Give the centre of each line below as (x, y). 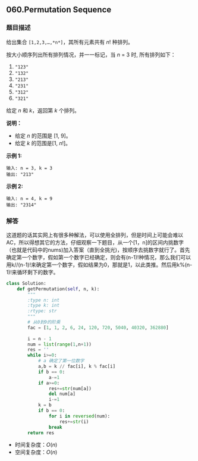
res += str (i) (74, 422)
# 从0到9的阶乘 (44, 322)
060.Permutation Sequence (59, 10)
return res (41, 433)
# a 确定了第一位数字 (61, 361)
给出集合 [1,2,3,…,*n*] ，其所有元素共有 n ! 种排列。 (70, 42)
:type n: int (44, 300)
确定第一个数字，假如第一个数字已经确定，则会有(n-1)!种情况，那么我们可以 (99, 257)
